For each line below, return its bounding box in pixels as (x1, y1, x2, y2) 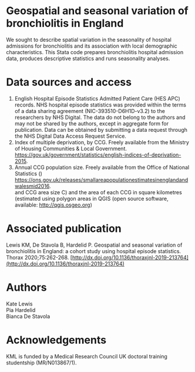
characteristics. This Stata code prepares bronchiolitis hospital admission (6, 48, 184, 55)
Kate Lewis (6, 300, 33, 307)
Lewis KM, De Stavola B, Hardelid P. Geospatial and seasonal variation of (6, 241, 183, 248)
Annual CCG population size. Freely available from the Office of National (14, 164, 190, 171)
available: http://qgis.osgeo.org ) (14, 201, 93, 208)
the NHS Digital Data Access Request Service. (14, 132, 126, 139)
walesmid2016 (14, 182, 50, 190)
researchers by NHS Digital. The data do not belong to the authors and (14, 114, 186, 121)
